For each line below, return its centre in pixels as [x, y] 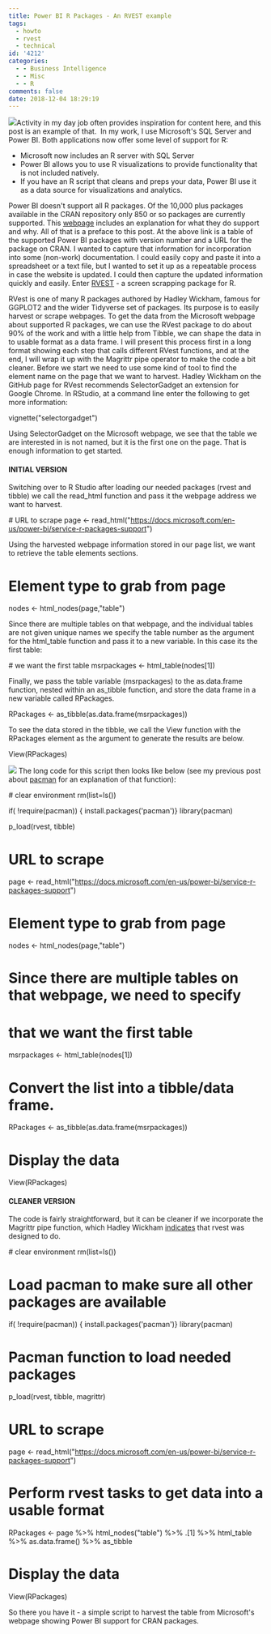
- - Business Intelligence [61, 69]
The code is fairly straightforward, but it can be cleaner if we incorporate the [136, 1219]
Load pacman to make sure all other [131, 1284]
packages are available [88, 1302]
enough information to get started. [66, 451]
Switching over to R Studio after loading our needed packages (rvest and [130, 488]
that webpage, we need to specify [125, 995]
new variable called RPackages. [61, 698]
